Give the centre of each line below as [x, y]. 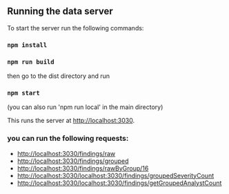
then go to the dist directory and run [59, 76]
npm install [27, 45]
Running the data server [60, 11]
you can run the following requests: [68, 139]
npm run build [31, 62]
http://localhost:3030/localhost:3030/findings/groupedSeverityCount [116, 175]
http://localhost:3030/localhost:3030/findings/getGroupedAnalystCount [119, 183]
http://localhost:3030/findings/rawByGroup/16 [83, 168]
